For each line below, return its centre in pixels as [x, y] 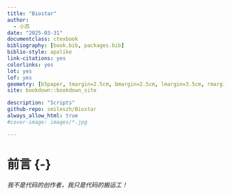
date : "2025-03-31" [35, 33]
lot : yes [20, 71]
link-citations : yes [37, 59]
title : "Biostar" [32, 13]
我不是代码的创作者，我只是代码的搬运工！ [67, 185]
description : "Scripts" [41, 103]
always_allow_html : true [43, 116]
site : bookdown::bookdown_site [52, 90]
